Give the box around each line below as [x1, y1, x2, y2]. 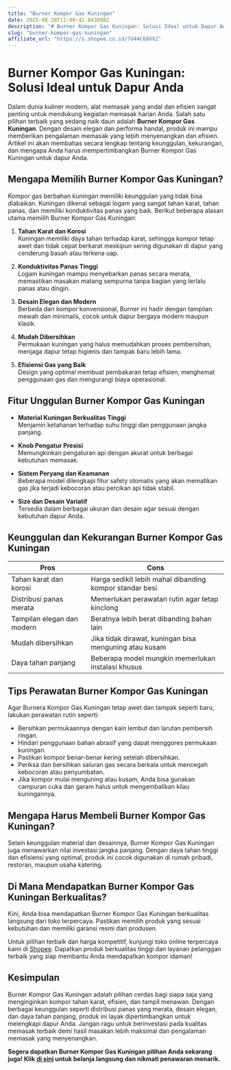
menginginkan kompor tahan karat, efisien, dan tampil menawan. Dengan [8, 997, 215, 1005]
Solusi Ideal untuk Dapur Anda [8, 80, 184, 96]
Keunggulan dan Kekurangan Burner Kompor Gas [8, 532, 223, 544]
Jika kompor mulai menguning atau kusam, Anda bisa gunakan [17, 775, 195, 783]
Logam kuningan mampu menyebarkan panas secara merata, [17, 269, 191, 278]
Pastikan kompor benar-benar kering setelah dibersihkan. [17, 753, 180, 761]
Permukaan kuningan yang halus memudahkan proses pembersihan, [17, 339, 212, 348]
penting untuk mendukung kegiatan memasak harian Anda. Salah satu [8, 110, 206, 118]
